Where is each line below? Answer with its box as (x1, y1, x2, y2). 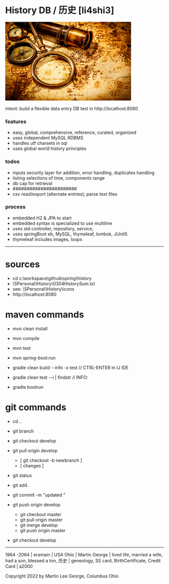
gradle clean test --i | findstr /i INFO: (12, 374, 88, 380)
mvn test (12, 345, 31, 351)
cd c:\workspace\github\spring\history (12, 275, 92, 281)
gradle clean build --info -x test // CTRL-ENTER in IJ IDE (12, 364, 129, 370)
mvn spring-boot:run (12, 355, 56, 361)
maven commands (5, 309, 84, 320)
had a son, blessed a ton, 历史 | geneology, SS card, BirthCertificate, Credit (5, 557, 161, 563)
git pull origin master (20, 517, 63, 523)
